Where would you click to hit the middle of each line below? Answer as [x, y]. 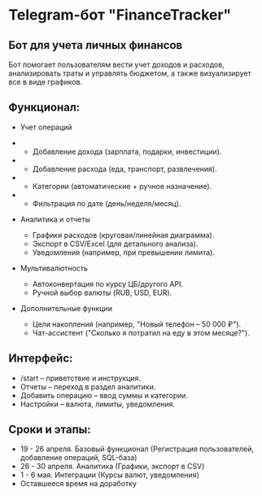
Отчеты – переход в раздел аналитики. [88, 386]
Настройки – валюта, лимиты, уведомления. [98, 404]
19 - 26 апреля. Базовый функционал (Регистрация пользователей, [137, 449]
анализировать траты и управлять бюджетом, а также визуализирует [130, 73]
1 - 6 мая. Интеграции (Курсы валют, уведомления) [109, 475]
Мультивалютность [54, 268]
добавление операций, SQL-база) [79, 458]
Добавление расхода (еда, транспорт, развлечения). [124, 169]
